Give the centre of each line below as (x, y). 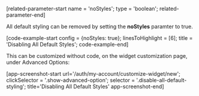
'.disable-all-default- (162, 80)
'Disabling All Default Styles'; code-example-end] (67, 44)
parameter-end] (26, 15)
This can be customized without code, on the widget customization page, (97, 56)
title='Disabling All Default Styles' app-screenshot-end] (96, 86)
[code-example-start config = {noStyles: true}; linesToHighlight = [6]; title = (99, 38)
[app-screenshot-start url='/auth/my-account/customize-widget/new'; (94, 74)
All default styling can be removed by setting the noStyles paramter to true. (99, 27)
